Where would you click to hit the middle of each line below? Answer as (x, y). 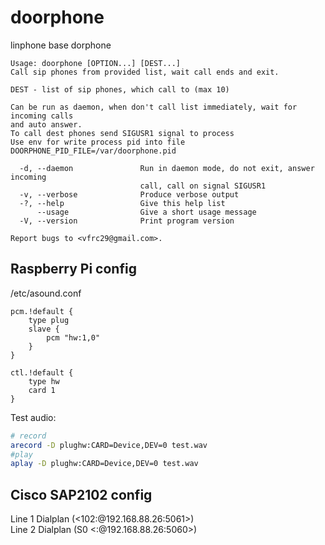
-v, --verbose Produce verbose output (129, 194)
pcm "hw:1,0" (73, 337)
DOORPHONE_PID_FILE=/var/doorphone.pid (93, 151)
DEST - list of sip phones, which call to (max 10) (120, 89)
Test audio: (33, 417)
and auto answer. (46, 124)
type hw (44, 381)
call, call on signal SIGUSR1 (203, 186)
